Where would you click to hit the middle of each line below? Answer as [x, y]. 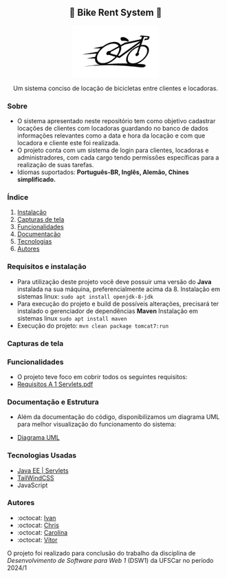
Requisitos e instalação [47, 267]
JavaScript [32, 485]
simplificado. [36, 180]
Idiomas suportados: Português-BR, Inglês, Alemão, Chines [103, 172]
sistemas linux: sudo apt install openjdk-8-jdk [85, 296]
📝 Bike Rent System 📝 [116, 13]
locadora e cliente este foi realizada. [68, 143]
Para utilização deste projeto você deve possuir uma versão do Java [114, 281]
